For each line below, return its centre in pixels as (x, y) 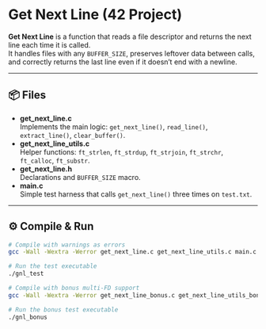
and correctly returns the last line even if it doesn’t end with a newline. (123, 62)
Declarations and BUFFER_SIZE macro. (80, 177)
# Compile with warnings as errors (67, 245)
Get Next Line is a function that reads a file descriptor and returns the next (130, 36)
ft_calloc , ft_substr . (55, 160)
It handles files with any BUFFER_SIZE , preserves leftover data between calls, (131, 53)
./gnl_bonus (28, 317)
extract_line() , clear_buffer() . (72, 135)
